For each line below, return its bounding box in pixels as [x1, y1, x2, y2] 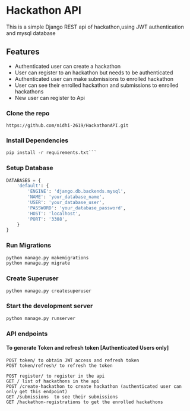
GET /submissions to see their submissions [6, 394, 118, 400]
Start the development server [6, 302, 93, 310]
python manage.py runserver [6, 315, 76, 321]
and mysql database [6, 29, 56, 36]
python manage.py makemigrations [6, 255, 89, 261]
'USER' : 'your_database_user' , [27, 200, 105, 206]
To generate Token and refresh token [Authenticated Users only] [6, 344, 169, 352]
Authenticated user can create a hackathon [14, 62, 121, 70]
